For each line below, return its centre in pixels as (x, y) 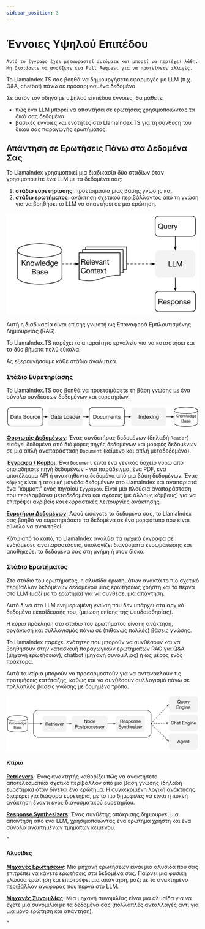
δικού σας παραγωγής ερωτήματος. (61, 129)
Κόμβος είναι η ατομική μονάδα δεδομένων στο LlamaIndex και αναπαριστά (102, 482)
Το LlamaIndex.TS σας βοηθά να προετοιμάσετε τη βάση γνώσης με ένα (99, 390)
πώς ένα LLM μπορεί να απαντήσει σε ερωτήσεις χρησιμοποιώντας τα (105, 110)
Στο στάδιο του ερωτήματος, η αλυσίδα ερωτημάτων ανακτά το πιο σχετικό (103, 580)
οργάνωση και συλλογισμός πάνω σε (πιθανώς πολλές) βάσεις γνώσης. (99, 630)
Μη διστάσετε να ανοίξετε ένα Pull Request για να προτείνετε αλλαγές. (99, 68)
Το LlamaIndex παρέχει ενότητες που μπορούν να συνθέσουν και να (93, 642)
